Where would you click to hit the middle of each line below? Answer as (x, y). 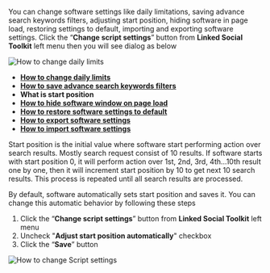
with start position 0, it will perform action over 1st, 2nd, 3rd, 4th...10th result (135, 162)
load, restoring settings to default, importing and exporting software (121, 29)
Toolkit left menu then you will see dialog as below (93, 46)
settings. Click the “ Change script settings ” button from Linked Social (126, 37)
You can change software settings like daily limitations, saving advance (127, 12)
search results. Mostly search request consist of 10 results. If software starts (135, 153)
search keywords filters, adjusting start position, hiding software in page (128, 20)
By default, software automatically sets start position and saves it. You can (132, 194)
